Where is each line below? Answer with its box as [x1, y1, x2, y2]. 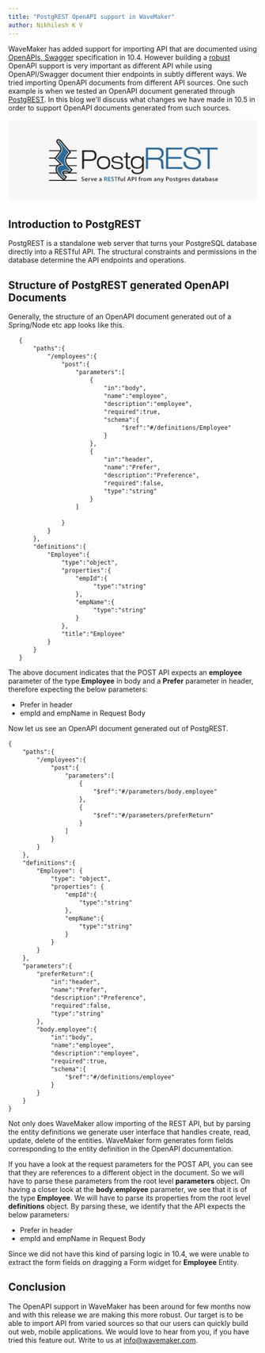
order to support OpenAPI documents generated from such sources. [8, 103, 231, 113]
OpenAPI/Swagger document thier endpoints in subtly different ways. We [8, 69, 248, 79]
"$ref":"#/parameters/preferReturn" [93, 811, 214, 819]
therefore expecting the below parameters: [8, 684, 148, 694]
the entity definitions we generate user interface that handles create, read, [8, 1127, 251, 1136]
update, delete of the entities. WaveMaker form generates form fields [8, 1135, 233, 1145]
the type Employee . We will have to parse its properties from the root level [8, 1193, 251, 1202]
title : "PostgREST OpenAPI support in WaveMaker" [8, 13, 176, 21]
